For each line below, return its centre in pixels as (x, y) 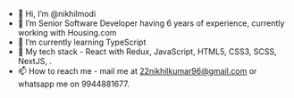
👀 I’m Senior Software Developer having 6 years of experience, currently (151, 23)
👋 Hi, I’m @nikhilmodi (57, 14)
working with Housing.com (67, 33)
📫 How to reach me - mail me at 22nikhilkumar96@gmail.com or (137, 71)
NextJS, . (34, 61)
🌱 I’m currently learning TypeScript (82, 42)
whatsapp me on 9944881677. (73, 84)
